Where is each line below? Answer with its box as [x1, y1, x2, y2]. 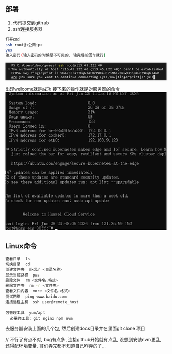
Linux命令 [5, 242, 37, 250]
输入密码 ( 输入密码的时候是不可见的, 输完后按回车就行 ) [5, 53, 106, 58]
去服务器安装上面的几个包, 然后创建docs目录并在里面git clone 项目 [5, 325, 145, 332]
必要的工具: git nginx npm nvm [10, 316, 73, 321]
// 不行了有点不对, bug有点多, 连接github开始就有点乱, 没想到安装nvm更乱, [5, 337, 162, 343]
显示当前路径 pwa [5, 272, 40, 278]
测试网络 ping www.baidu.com [5, 294, 67, 299]
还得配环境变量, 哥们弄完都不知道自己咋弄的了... [5, 343, 106, 349]
